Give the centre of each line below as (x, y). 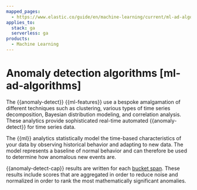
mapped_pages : (23, 11)
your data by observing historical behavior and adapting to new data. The (95, 144)
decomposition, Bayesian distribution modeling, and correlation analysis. (94, 114)
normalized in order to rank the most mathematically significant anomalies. (96, 181)
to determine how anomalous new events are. (61, 157)
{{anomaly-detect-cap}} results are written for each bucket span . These (93, 168)
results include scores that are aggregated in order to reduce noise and (92, 174)
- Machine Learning (35, 45)
